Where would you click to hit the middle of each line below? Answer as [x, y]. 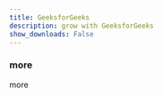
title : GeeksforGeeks [50, 17]
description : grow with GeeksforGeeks [81, 26]
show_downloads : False [51, 34]
